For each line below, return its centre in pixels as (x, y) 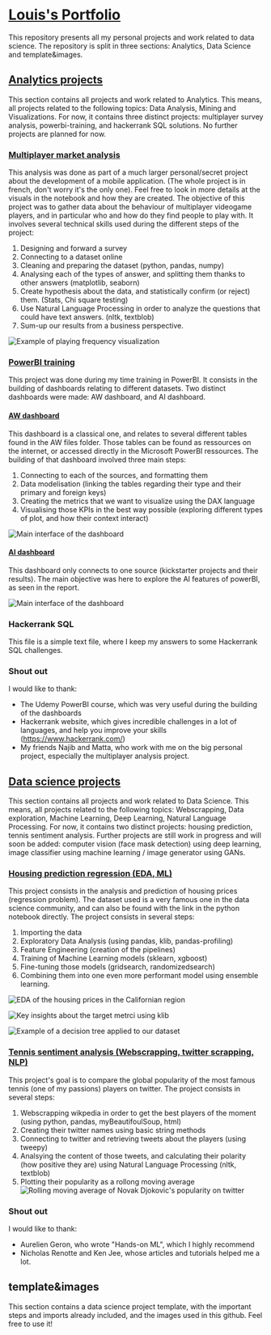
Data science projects (65, 781)
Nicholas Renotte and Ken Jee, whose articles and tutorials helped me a (140, 1253)
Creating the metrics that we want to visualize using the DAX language (138, 501)
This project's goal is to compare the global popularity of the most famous (132, 1080)
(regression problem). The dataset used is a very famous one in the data (129, 900)
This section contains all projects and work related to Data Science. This (129, 801)
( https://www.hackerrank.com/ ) (72, 739)
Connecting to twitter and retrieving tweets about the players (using (133, 1138)
